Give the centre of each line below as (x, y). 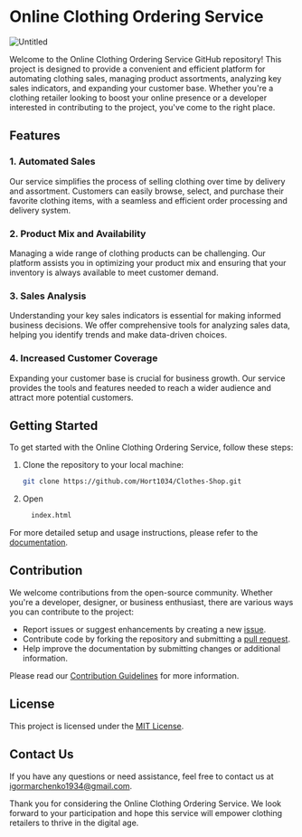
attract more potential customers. (71, 397)
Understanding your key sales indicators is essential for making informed (146, 316)
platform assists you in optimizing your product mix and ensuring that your (148, 262)
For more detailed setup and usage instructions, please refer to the (134, 533)
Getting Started (54, 426)
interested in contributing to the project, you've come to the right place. (142, 107)
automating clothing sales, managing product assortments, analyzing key (146, 78)
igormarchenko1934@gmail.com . (71, 785)
